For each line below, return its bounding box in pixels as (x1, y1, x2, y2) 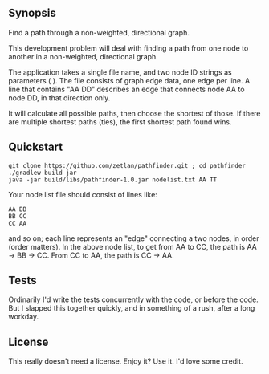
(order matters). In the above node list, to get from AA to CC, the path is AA (8, 242, 257, 251)
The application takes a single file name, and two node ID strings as (8, 67, 232, 77)
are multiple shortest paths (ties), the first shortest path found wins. (8, 116, 232, 127)
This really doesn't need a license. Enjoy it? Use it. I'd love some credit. (8, 356, 243, 366)
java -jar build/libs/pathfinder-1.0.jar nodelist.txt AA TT (8, 176, 218, 184)
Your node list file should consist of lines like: (8, 189, 158, 199)
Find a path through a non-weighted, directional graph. (8, 27, 190, 37)
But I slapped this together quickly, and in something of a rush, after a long (8, 303, 255, 313)
